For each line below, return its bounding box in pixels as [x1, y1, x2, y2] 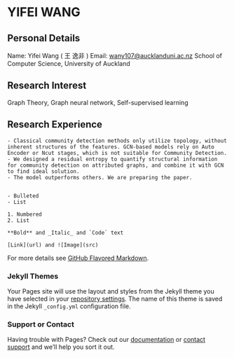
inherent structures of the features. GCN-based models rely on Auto [7, 143, 215, 151]
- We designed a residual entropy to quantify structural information [7, 156, 218, 163]
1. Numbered [7, 211, 42, 218]
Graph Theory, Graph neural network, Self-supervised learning [7, 98, 188, 106]
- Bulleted [7, 192, 39, 200]
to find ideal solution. [7, 167, 80, 175]
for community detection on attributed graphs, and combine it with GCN [7, 162, 224, 169]
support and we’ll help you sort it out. [7, 343, 115, 351]
